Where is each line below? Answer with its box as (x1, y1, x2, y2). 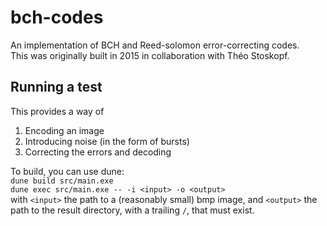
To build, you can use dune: (10, 165, 125, 177)
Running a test (10, 79, 103, 96)
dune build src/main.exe (10, 176, 114, 186)
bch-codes (10, 6, 104, 29)
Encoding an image (24, 124, 105, 136)
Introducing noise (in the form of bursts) (24, 135, 190, 147)
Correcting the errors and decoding (24, 146, 172, 158)
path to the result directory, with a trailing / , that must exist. (10, 204, 255, 216)
